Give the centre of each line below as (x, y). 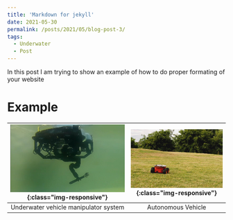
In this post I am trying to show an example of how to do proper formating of (116, 72)
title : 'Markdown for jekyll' (51, 15)
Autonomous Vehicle (176, 208)
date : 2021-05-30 (32, 22)
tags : (15, 37)
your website (26, 79)
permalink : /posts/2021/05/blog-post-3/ (67, 29)
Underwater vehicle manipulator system (67, 208)
